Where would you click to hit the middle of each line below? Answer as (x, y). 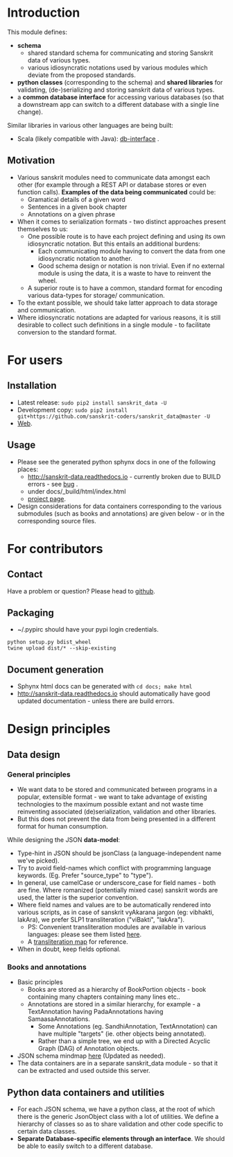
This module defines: (37, 32)
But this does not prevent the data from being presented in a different (116, 819)
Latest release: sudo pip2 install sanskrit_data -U (92, 402)
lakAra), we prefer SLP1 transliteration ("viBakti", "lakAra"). (101, 920)
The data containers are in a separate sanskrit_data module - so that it (118, 1063)
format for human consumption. (63, 827)
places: (28, 469)
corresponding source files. (57, 521)
